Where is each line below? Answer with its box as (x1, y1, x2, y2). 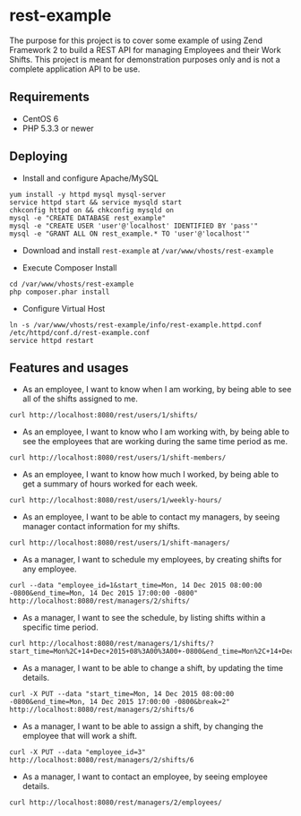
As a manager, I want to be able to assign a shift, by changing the (21, 721, 264, 732)
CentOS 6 (21, 113, 59, 124)
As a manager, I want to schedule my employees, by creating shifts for (21, 554, 282, 565)
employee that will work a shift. (21, 731, 137, 742)
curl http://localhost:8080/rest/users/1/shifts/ (9, 411, 199, 420)
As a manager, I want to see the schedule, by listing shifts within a (21, 613, 266, 623)
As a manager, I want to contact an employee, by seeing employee (21, 771, 269, 782)
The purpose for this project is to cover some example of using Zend (9, 35, 262, 46)
